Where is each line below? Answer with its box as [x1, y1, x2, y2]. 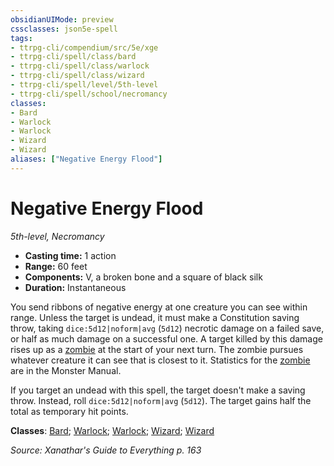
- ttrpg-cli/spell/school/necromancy [10, 89, 168, 99]
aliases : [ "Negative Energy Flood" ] [10, 154, 163, 164]
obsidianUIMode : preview [10, 14, 114, 25]
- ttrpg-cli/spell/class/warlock [10, 61, 150, 71]
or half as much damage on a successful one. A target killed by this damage [10, 332, 323, 345]
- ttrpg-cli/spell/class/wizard [10, 71, 145, 81]
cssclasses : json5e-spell [10, 24, 118, 34]
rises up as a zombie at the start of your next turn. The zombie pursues [10, 343, 304, 355]
